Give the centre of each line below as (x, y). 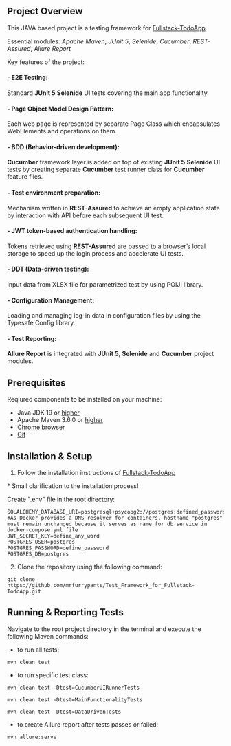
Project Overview (45, 11)
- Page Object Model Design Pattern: (60, 109)
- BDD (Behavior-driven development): (64, 146)
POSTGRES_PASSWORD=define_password (58, 548)
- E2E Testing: (27, 78)
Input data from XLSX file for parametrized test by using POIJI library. (105, 285)
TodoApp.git (24, 592)
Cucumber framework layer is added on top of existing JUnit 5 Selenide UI (114, 162)
